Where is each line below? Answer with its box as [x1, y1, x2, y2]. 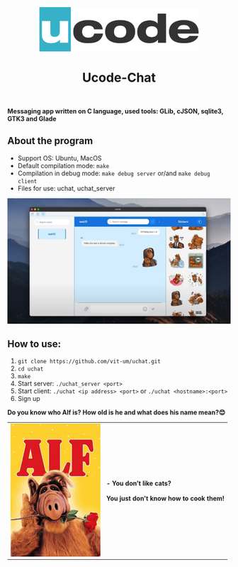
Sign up [17, 395, 40, 403]
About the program [7, 135, 93, 147]
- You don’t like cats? [106, 479, 171, 488]
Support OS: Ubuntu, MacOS [17, 153, 102, 163]
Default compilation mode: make [17, 161, 110, 170]
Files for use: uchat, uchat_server [17, 184, 115, 192]
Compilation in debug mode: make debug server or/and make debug [17, 169, 210, 177]
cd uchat [17, 365, 44, 373]
